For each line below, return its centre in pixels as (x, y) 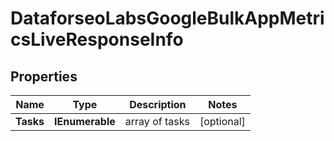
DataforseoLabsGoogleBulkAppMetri (167, 18)
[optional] (222, 121)
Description (158, 104)
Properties (44, 76)
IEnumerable (85, 121)
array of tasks (157, 121)
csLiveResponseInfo (97, 39)
